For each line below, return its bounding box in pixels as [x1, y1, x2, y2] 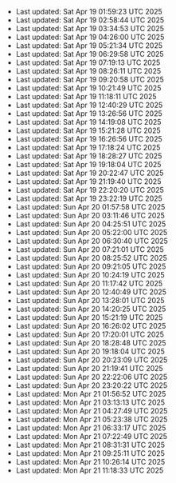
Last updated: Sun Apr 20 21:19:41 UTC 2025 [15, 364, 163, 373]
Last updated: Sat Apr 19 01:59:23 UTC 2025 [15, 7, 163, 16]
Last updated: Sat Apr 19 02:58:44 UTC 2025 [15, 15, 165, 25]
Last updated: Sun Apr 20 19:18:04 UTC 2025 [15, 347, 166, 356]
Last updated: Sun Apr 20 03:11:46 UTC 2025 [15, 211, 166, 220]
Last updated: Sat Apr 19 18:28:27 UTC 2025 [15, 151, 162, 161]
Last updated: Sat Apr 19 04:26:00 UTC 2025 [15, 32, 165, 42]
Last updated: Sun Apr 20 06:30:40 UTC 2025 [15, 236, 169, 245]
